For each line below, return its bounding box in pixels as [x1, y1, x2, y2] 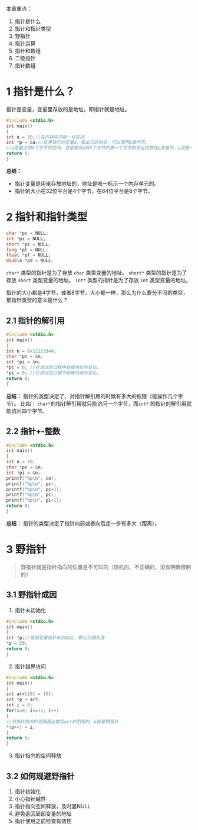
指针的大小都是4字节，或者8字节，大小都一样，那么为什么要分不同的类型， [6, 289, 189, 296]
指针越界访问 [14, 663, 46, 670]
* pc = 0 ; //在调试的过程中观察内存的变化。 [6, 364, 101, 371]
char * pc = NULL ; [6, 230, 49, 236]
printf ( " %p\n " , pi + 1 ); [6, 498, 62, 503]
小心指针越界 [14, 795, 46, 802]
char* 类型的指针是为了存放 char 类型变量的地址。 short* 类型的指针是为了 [6, 269, 187, 276]
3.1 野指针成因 [6, 590, 57, 600]
